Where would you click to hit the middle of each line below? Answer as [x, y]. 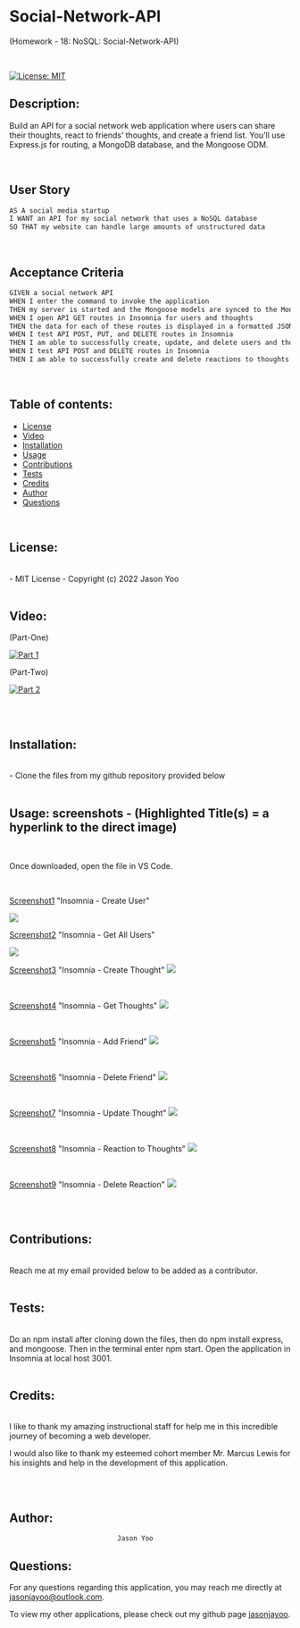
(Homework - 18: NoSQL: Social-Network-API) [94, 41]
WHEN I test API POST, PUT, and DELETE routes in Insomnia [121, 334]
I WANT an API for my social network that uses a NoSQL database [133, 219]
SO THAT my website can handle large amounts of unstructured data [137, 227]
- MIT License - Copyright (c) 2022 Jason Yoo [94, 578]
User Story [40, 190]
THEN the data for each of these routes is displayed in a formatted [142, 326]
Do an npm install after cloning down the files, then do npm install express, [146, 1339]
